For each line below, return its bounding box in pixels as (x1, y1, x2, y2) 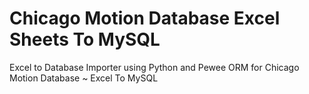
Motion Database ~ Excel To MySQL (9, 72, 159, 84)
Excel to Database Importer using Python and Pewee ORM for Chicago (9, 61, 300, 73)
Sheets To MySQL (9, 28, 161, 51)
